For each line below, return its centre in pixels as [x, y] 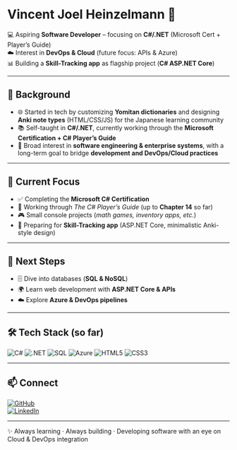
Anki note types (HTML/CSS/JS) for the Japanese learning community [121, 120]
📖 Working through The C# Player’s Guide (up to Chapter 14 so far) [115, 207]
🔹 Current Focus [44, 182]
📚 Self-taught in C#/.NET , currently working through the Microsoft [115, 127]
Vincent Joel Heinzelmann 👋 [92, 15]
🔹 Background [39, 95]
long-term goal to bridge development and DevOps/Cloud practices [118, 153]
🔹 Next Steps [36, 261]
